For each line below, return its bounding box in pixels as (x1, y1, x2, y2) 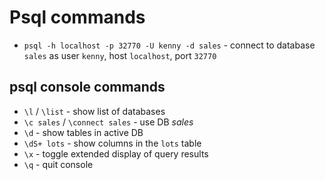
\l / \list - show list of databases (23, 105, 166, 117)
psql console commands (9, 79, 166, 96)
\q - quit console (23, 158, 94, 170)
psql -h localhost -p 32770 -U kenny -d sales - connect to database (23, 39, 316, 51)
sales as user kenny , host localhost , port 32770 (23, 49, 217, 61)
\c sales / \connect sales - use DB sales (23, 116, 194, 128)
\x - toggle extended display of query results (23, 147, 209, 160)
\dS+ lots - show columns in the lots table (23, 137, 202, 149)
